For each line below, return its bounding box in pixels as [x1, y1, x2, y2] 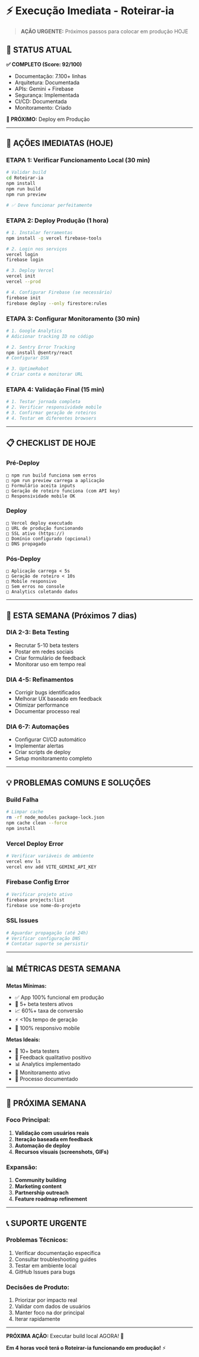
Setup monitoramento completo [14, 755, 92, 762]
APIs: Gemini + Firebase [14, 85, 74, 92]
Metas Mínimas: [6, 982, 47, 989]
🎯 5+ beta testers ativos [14, 1001, 73, 1008]
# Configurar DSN [6, 355, 49, 361]
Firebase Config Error [6, 878, 70, 886]
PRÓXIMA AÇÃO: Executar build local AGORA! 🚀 [6, 1333, 124, 1340]
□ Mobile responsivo [6, 579, 57, 585]
